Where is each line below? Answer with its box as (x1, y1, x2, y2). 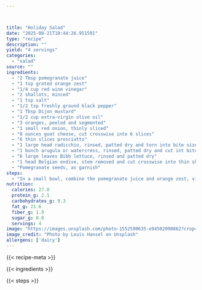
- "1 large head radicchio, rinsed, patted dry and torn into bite (11, 142, 185, 148)
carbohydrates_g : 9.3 (11, 198, 66, 204)
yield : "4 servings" (6, 47, 58, 53)
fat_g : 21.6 (11, 203, 42, 209)
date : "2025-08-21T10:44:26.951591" (6, 30, 98, 36)
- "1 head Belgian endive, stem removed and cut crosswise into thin (11, 159, 189, 165)
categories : (6, 52, 36, 59)
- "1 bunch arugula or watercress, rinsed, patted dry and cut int (11, 148, 185, 154)
